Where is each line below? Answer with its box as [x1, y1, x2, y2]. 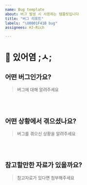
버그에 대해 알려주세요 [17, 87, 59, 92]
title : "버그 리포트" [5, 16, 44, 21]
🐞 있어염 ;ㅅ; [5, 52, 52, 63]
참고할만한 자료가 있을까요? [5, 161, 83, 169]
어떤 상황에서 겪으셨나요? [5, 117, 77, 125]
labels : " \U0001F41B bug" [5, 20, 57, 26]
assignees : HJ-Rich [5, 25, 45, 30]
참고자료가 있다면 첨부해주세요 [17, 175, 74, 181]
